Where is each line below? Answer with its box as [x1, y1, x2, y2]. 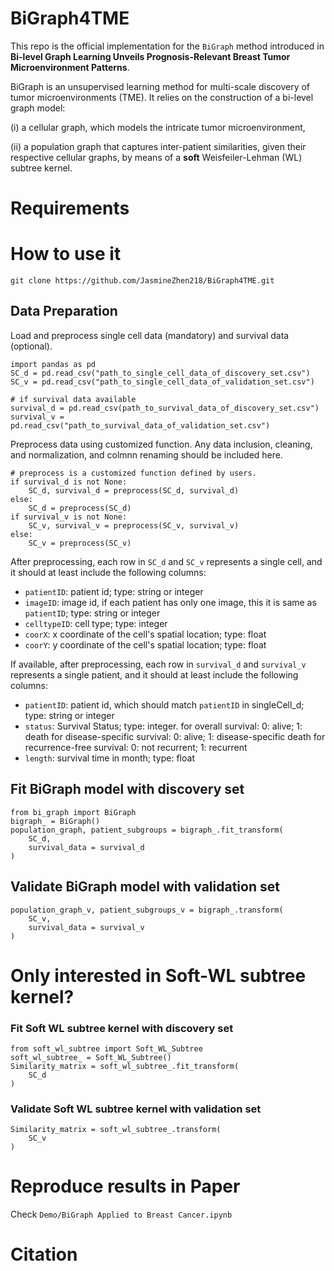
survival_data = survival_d [28, 842, 145, 852]
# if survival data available [10, 394, 137, 404]
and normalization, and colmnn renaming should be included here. [10, 448, 284, 461]
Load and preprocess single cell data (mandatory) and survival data [10, 329, 290, 341]
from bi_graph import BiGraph [10, 807, 137, 817]
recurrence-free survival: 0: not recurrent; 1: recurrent [24, 741, 248, 753]
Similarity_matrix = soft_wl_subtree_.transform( [10, 1125, 222, 1135]
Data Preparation [10, 303, 118, 320]
